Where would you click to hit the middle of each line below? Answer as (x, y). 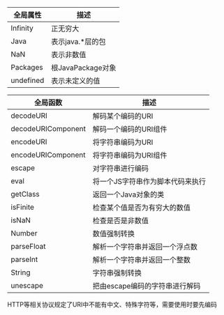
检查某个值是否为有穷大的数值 (141, 207)
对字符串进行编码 (120, 168)
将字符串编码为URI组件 (130, 155)
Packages (27, 67)
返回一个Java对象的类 (128, 194)
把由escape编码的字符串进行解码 (147, 286)
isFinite (23, 207)
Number (24, 233)
